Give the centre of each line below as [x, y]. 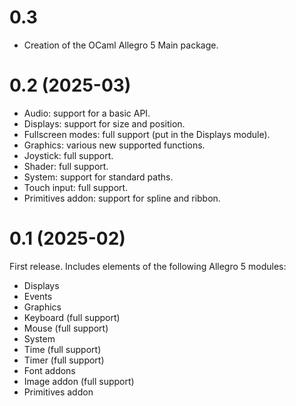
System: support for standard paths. [98, 177]
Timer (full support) [64, 360]
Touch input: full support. [76, 187]
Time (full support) [62, 349]
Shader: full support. [66, 166]
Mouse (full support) [66, 328]
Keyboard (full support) [72, 317]
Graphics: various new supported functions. [114, 145]
